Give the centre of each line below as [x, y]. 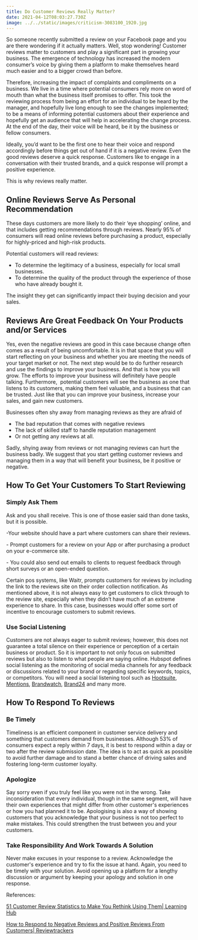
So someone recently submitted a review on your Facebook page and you [96, 40]
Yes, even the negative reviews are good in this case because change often [98, 344]
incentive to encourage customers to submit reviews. [71, 611]
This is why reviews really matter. [47, 181]
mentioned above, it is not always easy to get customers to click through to [98, 592]
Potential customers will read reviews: [52, 254]
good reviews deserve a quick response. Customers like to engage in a [93, 157]
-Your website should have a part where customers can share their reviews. [98, 533]
